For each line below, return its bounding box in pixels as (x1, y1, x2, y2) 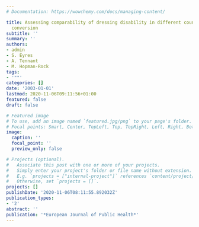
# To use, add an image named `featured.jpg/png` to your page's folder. (6, 118, 192, 124)
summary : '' (6, 36, 36, 42)
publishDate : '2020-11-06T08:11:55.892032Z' (6, 190, 118, 196)
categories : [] (6, 80, 44, 86)
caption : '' (11, 135, 41, 141)
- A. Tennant (6, 57, 38, 64)
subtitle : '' (6, 30, 38, 36)
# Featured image (6, 113, 49, 119)
